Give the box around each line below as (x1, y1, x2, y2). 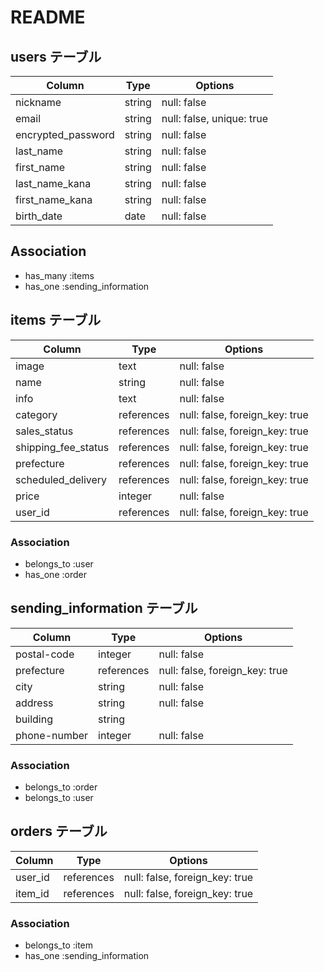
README (10, 6, 86, 29)
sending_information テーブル (10, 600, 198, 617)
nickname (15, 96, 62, 109)
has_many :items (24, 269, 95, 281)
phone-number (15, 728, 89, 742)
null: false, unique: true (161, 112, 268, 125)
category (15, 407, 58, 421)
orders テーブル (10, 823, 108, 840)
